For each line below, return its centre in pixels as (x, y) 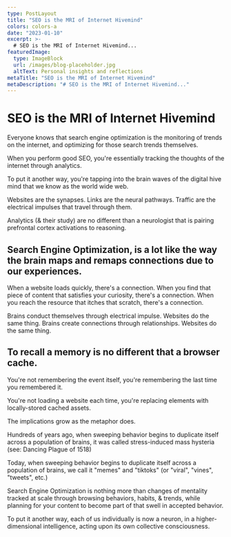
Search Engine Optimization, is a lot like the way (112, 249)
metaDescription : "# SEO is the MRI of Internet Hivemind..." (98, 84)
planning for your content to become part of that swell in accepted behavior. (115, 505)
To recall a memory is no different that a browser (114, 352)
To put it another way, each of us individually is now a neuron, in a (101, 518)
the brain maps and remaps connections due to (110, 260)
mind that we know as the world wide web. (68, 187)
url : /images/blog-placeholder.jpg (64, 65)
